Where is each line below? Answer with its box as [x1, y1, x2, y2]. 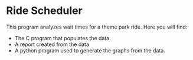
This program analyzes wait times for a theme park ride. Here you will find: [6, 23, 188, 30]
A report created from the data [14, 41, 90, 48]
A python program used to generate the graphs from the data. [14, 47, 165, 54]
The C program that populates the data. [14, 34, 111, 41]
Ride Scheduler [6, 4, 83, 17]
